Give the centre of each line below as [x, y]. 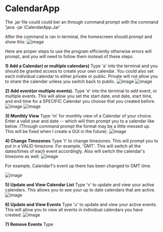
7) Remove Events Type [29, 224]
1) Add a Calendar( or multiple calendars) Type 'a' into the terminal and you [81, 66]
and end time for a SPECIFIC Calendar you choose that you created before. [80, 101]
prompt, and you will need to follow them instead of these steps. [69, 56]
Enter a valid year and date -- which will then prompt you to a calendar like [80, 121]
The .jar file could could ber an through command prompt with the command [82, 22]
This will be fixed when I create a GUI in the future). [56, 131]
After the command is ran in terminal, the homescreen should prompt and [79, 37]
